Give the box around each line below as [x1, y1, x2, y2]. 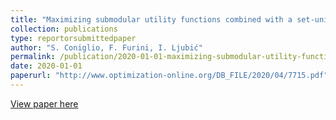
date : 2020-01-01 [10, 61, 83, 71]
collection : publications [10, 24, 118, 34]
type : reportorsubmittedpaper [10, 33, 137, 43]
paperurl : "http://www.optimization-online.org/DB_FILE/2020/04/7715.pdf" [10, 71, 329, 81]
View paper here [10, 97, 79, 110]
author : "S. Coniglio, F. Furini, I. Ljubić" [10, 42, 203, 53]
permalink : [10, 52, 56, 62]
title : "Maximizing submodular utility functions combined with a [10, 14, 293, 25]
